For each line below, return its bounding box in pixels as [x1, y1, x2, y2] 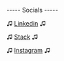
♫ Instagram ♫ [6, 46, 51, 54]
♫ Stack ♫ [6, 33, 39, 41]
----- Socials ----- [6, 6, 58, 14]
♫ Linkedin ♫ [6, 19, 46, 27]
